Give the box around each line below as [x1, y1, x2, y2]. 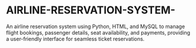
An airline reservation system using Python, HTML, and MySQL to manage [6, 23, 185, 30]
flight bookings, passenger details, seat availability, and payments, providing [6, 29, 191, 36]
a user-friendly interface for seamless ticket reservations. [6, 35, 145, 42]
